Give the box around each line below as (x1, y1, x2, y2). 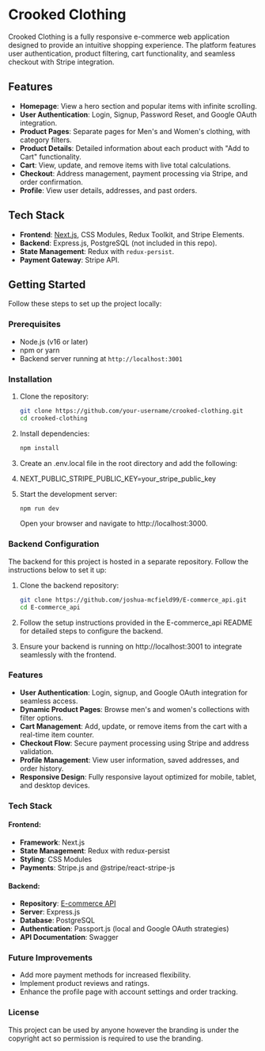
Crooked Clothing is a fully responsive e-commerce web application (8, 32, 230, 41)
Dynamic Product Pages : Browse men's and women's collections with (19, 704, 250, 714)
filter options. (19, 713, 63, 722)
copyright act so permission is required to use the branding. (8, 1034, 203, 1043)
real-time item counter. (19, 730, 95, 739)
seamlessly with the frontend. (19, 649, 117, 660)
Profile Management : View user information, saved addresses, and (19, 755, 240, 764)
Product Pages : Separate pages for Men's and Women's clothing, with (19, 126, 251, 136)
